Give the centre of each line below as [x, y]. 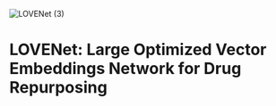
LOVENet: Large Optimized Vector [138, 50]
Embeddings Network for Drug [125, 69]
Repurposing [58, 88]
